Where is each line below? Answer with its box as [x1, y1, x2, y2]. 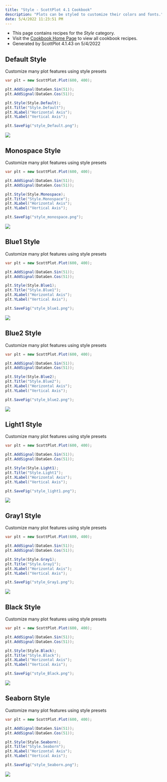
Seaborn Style [5, 694, 51, 702]
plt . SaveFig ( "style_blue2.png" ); [5, 397, 75, 402]
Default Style [5, 55, 47, 64]
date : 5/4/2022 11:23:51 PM [5, 16, 64, 21]
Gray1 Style [5, 512, 41, 520]
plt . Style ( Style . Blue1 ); [5, 283, 57, 288]
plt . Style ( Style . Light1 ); [5, 466, 59, 471]
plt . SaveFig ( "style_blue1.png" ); [5, 306, 75, 311]
